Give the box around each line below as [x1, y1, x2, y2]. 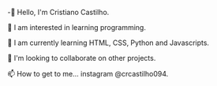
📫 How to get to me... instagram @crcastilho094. [7, 69, 169, 78]
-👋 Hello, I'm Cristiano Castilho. [7, 8, 110, 17]
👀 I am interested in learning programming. [7, 23, 147, 32]
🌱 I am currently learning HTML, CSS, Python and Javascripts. [7, 38, 210, 47]
